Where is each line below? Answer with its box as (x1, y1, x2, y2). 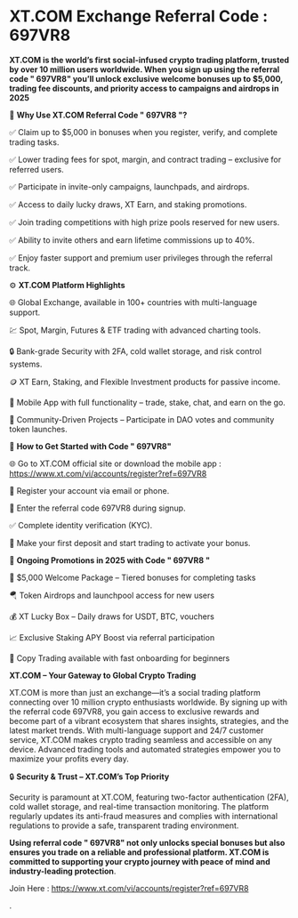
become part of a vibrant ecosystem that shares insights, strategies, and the (9, 715, 289, 726)
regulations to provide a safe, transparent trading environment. (9, 820, 239, 831)
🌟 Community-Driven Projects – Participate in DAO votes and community (9, 414, 275, 424)
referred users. (9, 164, 64, 174)
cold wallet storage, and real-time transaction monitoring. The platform (9, 801, 270, 811)
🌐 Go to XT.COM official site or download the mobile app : (9, 458, 222, 469)
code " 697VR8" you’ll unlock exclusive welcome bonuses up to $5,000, (9, 73, 283, 84)
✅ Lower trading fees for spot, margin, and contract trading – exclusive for (9, 154, 282, 165)
